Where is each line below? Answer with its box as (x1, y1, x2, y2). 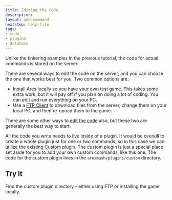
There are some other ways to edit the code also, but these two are (5, 117, 147, 124)
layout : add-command (5, 17, 50, 22)
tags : (5, 27, 17, 32)
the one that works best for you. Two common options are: (5, 75, 129, 82)
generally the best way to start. (5, 123, 71, 129)
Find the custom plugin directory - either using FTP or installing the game (5, 183, 160, 189)
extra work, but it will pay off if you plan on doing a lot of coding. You (12, 91, 159, 97)
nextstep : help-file (5, 22, 50, 27)
